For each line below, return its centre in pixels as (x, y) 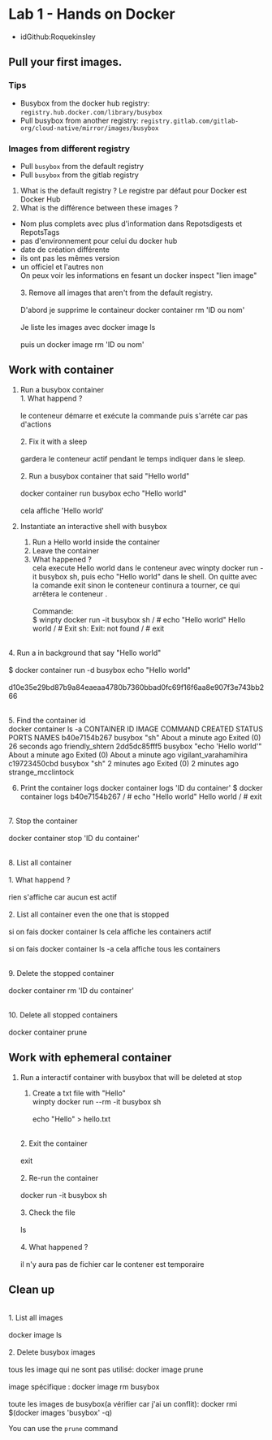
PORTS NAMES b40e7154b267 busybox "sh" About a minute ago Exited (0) (135, 737)
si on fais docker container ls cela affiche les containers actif (110, 931)
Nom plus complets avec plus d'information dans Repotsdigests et (131, 223)
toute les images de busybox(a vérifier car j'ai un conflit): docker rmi (123, 1404)
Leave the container (66, 550)
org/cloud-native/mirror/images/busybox (89, 128)
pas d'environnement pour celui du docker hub (99, 241)
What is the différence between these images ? (99, 207)
